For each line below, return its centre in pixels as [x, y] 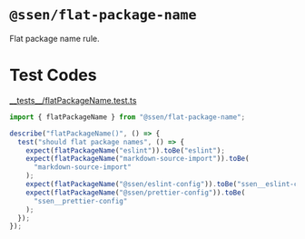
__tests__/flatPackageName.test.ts [73, 100]
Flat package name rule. [54, 38]
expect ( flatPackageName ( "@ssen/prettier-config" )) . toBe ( [136, 193]
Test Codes [53, 75]
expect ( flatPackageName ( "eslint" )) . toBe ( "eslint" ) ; [125, 150]
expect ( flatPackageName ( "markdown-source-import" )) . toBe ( [138, 159]
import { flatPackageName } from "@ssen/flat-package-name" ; [128, 117]
